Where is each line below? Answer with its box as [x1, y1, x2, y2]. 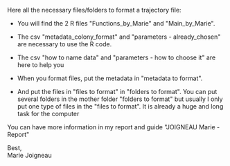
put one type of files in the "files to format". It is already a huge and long [17, 102, 224, 110]
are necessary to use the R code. [17, 40, 112, 48]
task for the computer [17, 110, 80, 118]
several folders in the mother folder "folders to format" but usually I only [17, 95, 223, 103]
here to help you [17, 61, 64, 68]
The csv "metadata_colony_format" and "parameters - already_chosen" [17, 33, 221, 41]
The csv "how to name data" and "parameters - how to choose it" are [17, 53, 216, 62]
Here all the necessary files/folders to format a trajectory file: [7, 6, 182, 14]
